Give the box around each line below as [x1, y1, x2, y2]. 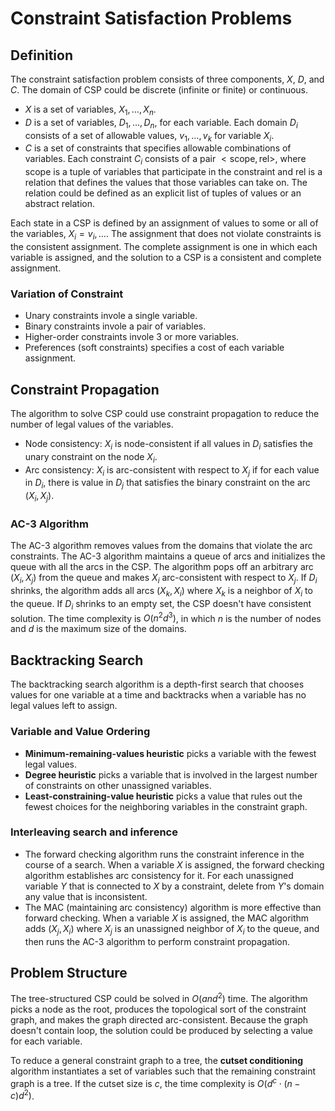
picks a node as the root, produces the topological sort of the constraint [10, 1003, 307, 1016]
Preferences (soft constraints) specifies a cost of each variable [24, 342, 285, 354]
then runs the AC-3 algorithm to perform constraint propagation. [24, 935, 290, 947]
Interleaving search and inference [10, 825, 178, 839]
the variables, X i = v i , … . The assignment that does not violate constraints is [10, 228, 322, 242]
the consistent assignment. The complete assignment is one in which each [10, 240, 318, 252]
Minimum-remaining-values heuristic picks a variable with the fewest [24, 747, 317, 759]
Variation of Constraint [10, 287, 124, 301]
